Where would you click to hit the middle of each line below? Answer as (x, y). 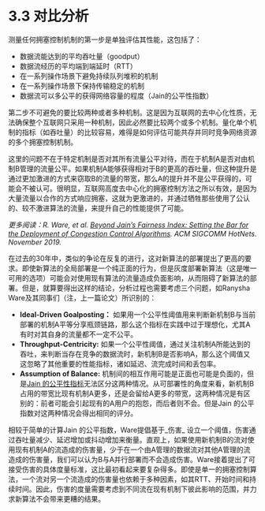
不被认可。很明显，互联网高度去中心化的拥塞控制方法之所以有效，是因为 (139, 188)
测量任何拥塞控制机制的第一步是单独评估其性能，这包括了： (105, 39)
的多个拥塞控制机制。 (43, 142)
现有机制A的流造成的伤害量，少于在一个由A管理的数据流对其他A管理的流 (132, 449)
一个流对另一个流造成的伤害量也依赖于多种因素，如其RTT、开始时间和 (136, 479)
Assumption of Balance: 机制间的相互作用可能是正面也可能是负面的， (133, 373)
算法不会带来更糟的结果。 (63, 498)
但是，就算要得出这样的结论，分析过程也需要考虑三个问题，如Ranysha (136, 288)
